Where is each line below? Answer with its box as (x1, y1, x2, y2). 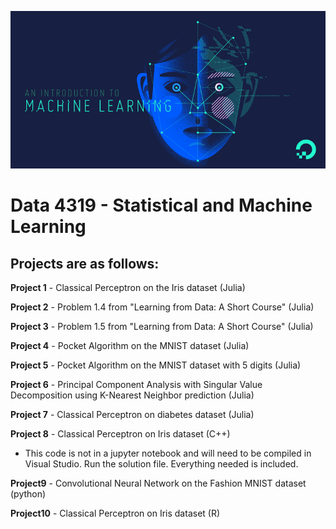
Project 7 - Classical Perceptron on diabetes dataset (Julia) (10, 409, 255, 420)
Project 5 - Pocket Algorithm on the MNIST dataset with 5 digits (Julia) (10, 359, 302, 371)
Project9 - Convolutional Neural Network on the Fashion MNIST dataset (10, 477, 307, 489)
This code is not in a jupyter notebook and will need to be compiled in (24, 447, 312, 459)
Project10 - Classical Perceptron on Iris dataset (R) (10, 507, 221, 519)
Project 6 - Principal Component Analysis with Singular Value (10, 379, 263, 390)
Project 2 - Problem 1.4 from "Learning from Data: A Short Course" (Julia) (10, 301, 315, 313)
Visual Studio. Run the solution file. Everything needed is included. (24, 458, 299, 470)
